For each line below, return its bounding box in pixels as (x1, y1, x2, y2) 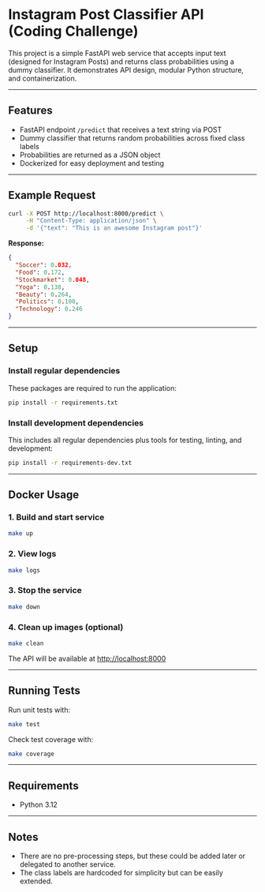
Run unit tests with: (8, 705, 71, 714)
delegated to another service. (19, 860, 116, 869)
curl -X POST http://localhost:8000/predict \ (8, 209, 164, 218)
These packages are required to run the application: (8, 383, 177, 392)
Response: (8, 238, 45, 248)
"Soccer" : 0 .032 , (15, 261, 73, 269)
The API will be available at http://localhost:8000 (8, 654, 166, 663)
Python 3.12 (19, 800, 58, 810)
